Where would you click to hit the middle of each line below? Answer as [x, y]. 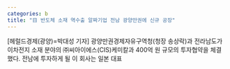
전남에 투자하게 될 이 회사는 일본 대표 [72, 58]
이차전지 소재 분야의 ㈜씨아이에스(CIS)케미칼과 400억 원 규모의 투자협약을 [108, 49]
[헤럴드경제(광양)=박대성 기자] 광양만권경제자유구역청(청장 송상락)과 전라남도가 [115, 41]
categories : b [28, 14]
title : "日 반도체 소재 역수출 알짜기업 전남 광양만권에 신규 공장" [91, 20]
